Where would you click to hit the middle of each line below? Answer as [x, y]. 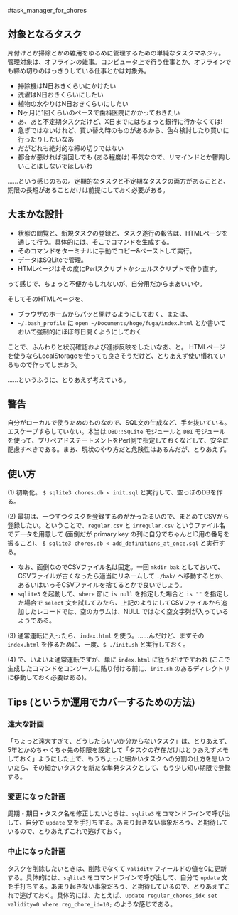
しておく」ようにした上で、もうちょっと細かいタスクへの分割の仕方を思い [116, 758]
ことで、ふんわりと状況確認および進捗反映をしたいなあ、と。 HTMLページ [117, 347]
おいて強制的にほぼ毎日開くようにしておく [80, 332]
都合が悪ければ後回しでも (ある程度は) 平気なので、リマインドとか [115, 157]
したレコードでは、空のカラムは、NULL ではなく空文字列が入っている [126, 612]
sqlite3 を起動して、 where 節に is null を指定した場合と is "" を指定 [120, 594]
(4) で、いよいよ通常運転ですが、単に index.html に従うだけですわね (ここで [119, 660]
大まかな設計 [36, 215]
